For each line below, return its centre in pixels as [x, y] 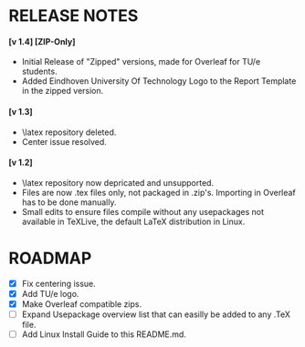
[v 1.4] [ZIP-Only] [42, 41]
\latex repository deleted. [69, 132]
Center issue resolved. [64, 141]
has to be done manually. [69, 202]
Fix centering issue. [59, 283]
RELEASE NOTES [74, 16]
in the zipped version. [63, 91]
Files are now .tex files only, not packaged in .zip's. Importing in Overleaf [158, 192]
